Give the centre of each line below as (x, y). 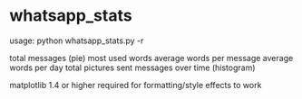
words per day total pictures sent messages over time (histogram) (132, 67)
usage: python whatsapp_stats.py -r (77, 40)
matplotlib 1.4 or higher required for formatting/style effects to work (136, 85)
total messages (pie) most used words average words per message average (151, 58)
